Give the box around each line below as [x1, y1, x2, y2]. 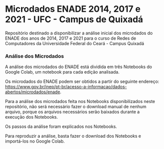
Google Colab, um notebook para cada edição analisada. [5, 69, 120, 75]
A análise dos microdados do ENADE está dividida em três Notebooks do [5, 64, 152, 70]
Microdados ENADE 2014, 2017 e [5, 3, 141, 15]
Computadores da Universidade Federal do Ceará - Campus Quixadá [5, 40, 144, 46]
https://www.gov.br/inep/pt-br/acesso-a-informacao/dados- [5, 84, 127, 90]
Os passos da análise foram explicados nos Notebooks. [5, 124, 117, 129]
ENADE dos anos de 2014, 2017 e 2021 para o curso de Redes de [5, 35, 136, 41]
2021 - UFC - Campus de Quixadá [5, 14, 143, 25]
